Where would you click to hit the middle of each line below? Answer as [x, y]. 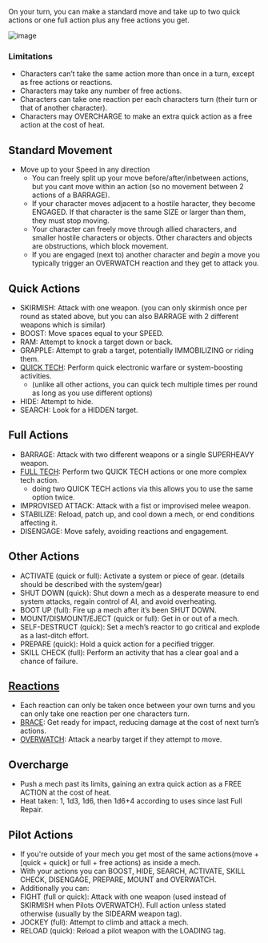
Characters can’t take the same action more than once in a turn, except [137, 74]
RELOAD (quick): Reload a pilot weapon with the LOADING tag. [123, 930]
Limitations [31, 56]
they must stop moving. [70, 221]
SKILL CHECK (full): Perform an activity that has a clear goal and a [129, 652]
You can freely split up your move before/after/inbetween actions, [140, 178]
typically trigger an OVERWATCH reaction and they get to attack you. [145, 263]
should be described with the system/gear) [91, 584]
